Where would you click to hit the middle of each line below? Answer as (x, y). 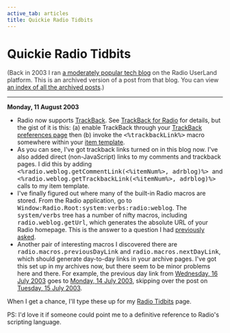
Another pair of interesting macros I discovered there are (97, 244)
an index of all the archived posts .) (56, 87)
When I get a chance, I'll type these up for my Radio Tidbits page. (99, 301)
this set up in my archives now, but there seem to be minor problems (114, 266)
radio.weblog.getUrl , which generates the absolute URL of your (113, 222)
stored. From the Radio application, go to (74, 200)
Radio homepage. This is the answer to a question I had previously (111, 230)
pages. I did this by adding (54, 164)
